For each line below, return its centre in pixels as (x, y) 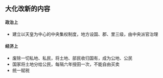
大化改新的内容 (28, 9)
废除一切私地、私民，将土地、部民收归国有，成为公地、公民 (72, 58)
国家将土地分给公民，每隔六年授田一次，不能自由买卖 (66, 64)
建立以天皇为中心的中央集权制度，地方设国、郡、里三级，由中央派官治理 (85, 34)
